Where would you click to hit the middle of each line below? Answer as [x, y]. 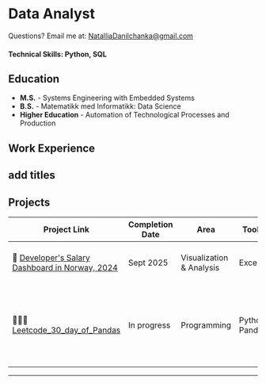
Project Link [66, 229]
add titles [32, 175]
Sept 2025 [148, 263]
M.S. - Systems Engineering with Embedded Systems [107, 98]
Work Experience [52, 148]
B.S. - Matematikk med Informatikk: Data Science [100, 106]
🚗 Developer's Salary [51, 257]
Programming [206, 324]
